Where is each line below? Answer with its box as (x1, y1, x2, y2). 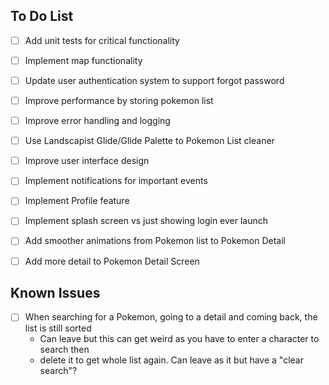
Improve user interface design (24, 155, 150, 167)
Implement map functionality (24, 54, 143, 66)
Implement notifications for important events (24, 175, 208, 187)
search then (39, 344, 90, 356)
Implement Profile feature (24, 195, 130, 207)
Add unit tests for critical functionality (24, 34, 180, 46)
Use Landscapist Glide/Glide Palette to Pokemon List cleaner (24, 135, 275, 147)
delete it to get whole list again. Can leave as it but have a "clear (39, 354, 304, 366)
